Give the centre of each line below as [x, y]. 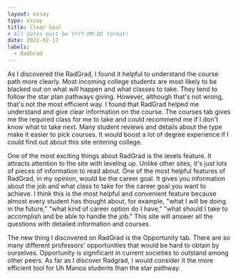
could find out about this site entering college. [75, 142]
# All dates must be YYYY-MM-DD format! [68, 34]
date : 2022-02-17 [33, 41]
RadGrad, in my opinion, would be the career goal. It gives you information [117, 178]
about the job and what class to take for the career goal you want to [107, 186]
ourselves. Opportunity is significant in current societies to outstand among [118, 253]
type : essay [25, 21]
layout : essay [29, 14]
